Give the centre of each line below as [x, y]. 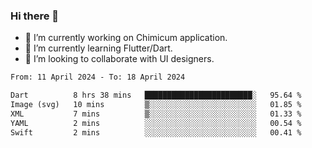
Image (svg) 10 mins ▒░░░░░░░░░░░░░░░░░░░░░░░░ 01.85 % [156, 105]
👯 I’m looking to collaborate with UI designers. [119, 59]
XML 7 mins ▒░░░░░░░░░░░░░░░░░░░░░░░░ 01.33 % [156, 114]
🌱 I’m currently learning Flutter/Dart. [98, 48]
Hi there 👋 [35, 16]
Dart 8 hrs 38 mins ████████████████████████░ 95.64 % [156, 95]
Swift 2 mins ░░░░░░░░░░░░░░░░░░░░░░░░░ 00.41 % [156, 132]
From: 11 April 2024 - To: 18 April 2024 [98, 77]
